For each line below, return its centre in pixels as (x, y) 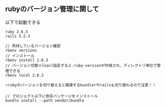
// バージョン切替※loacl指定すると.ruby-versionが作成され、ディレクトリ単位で (81, 65)
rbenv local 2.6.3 (24, 75)
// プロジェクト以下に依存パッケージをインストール (52, 96)
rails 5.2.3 (18, 36)
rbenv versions (21, 50)
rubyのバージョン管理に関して (52, 9)
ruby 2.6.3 (17, 32)
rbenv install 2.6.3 (27, 60)
